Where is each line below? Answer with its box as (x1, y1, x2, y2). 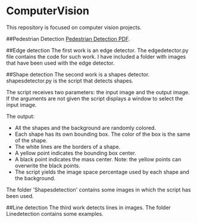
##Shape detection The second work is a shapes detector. (6, 71, 150, 78)
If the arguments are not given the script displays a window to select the (6, 95, 183, 102)
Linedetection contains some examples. (6, 210, 104, 217)
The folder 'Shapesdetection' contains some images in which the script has (6, 186, 192, 193)
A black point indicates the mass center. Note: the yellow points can (14, 155, 182, 163)
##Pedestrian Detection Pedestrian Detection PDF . (6, 35, 130, 42)
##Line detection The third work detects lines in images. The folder (6, 203, 171, 211)
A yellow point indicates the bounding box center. (14, 149, 137, 157)
